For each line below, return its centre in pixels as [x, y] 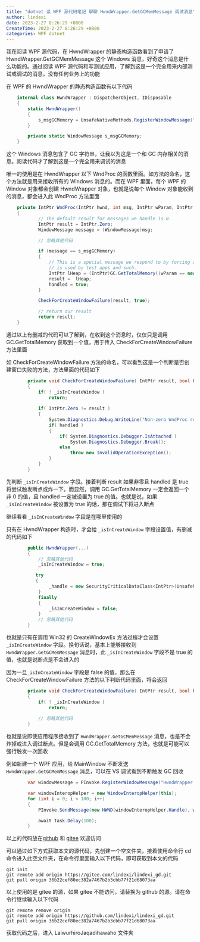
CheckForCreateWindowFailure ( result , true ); [94, 301]
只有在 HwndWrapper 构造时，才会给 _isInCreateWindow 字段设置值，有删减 [99, 529]
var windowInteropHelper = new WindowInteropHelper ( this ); [102, 793]
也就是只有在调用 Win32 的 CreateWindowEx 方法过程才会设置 [82, 637]
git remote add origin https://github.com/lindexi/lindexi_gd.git [90, 916]
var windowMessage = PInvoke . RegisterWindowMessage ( [94, 783]
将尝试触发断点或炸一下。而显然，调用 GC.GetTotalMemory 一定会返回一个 [98, 489]
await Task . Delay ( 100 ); [67, 821]
